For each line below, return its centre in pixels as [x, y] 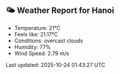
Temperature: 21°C [37, 28]
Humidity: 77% [33, 47]
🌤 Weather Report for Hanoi [60, 10]
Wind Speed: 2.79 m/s [41, 53]
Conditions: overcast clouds [49, 41]
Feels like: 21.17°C [36, 34]
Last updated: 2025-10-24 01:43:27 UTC [56, 64]
